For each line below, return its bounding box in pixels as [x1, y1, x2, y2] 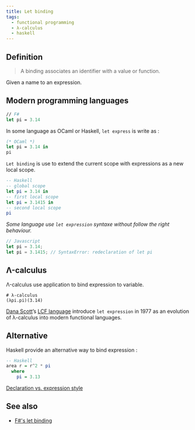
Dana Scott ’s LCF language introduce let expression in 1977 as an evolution [6, 308, 190, 315]
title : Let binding [6, 8, 54, 15]
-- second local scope [6, 205, 61, 211]
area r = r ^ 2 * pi [6, 363, 51, 369]
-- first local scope [6, 194, 59, 199]
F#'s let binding [14, 417, 53, 424]
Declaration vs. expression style [6, 384, 83, 391]
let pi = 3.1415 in [6, 199, 54, 205]
